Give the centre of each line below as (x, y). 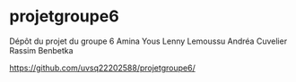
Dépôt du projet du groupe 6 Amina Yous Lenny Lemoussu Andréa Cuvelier (148, 41)
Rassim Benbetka (41, 50)
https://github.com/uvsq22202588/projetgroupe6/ (102, 68)
